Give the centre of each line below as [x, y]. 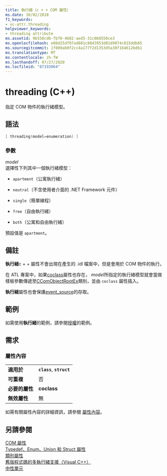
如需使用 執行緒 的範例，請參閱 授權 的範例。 [50, 323]
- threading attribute [29, 34]
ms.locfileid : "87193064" [33, 67]
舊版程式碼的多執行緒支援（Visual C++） [48, 462]
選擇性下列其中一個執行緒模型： [39, 168]
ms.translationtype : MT [31, 52]
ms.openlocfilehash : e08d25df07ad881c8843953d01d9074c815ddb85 [74, 43]
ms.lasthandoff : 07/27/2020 [35, 62]
